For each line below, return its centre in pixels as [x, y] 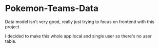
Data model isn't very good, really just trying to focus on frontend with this [80, 22]
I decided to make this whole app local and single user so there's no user [79, 36]
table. [11, 41]
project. [13, 26]
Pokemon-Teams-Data [52, 8]
